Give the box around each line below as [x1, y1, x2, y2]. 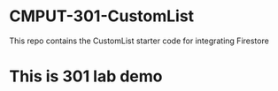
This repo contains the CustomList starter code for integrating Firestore [9, 35, 270, 46]
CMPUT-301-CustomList [9, 6, 195, 27]
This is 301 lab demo [9, 66, 163, 87]
